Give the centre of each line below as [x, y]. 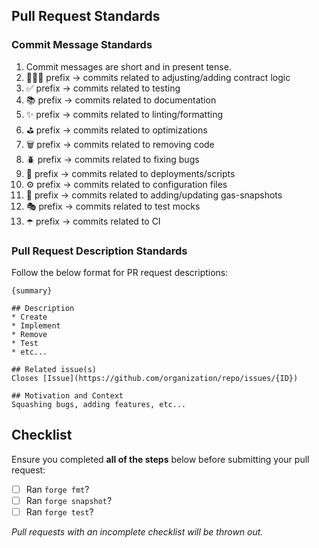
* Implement [36, 325]
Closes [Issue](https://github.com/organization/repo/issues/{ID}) [155, 378]
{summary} [32, 290]
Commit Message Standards [82, 45]
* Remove [29, 334]
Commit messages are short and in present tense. [128, 66]
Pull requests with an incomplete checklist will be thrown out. [137, 531]
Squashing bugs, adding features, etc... [99, 404]
